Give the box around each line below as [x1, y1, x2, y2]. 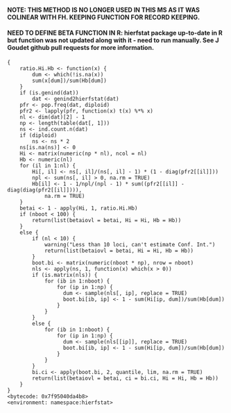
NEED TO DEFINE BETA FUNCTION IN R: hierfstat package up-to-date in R [7, 28, 223, 37]
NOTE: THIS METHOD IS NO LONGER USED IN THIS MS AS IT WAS [7, 6, 200, 14]
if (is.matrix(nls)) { [32, 271, 98, 278]
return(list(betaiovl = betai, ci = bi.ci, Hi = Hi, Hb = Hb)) [32, 375, 219, 382]
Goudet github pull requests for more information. [7, 44, 155, 52]
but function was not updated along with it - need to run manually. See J [7, 36, 219, 44]
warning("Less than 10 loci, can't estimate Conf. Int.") [44, 241, 216, 248]
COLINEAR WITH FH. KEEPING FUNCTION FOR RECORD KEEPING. [7, 12, 200, 21]
